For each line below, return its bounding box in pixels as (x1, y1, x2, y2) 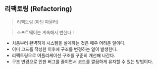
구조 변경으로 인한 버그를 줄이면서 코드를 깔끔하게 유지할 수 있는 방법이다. (11, 59, 154, 65)
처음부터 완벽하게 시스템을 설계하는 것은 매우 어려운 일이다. (11, 40, 126, 46)
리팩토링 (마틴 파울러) (16, 19, 59, 25)
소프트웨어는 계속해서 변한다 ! (16, 29, 74, 35)
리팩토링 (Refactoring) (4, 4, 72, 13)
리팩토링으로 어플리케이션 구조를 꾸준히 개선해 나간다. (11, 52, 115, 58)
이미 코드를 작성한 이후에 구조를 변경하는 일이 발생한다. (11, 46, 118, 52)
